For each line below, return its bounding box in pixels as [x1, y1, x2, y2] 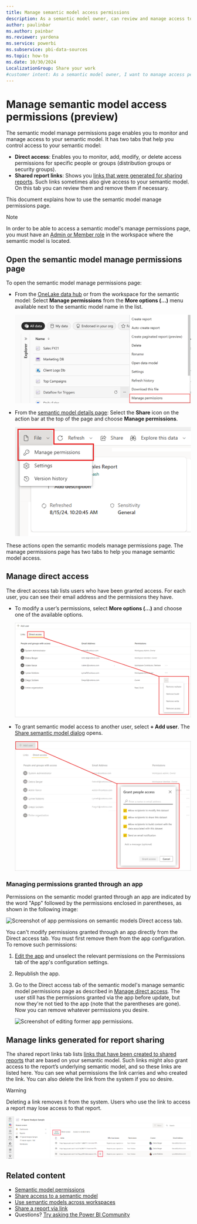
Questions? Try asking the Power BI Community [14, 1211, 130, 1218]
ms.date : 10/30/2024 [6, 59, 57, 65]
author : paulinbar [6, 22, 51, 28]
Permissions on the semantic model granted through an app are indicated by [6, 894, 191, 901]
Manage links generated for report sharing [6, 1035, 165, 1045]
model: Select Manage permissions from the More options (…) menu [14, 297, 184, 304]
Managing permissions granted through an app [6, 879, 143, 888]
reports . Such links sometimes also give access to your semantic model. [14, 178, 189, 185]
